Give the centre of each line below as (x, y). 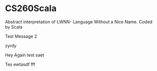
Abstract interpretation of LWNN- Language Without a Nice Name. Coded (79, 22)
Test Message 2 (21, 36)
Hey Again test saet (25, 55)
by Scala (14, 27)
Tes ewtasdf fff (20, 64)
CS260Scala (31, 8)
